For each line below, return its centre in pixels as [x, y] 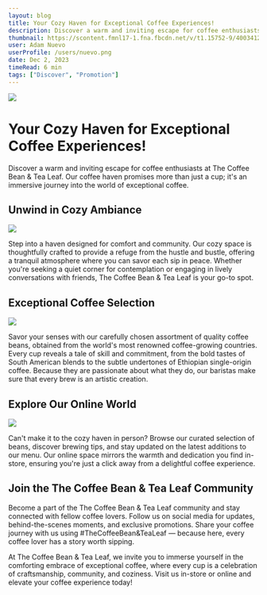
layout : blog [30, 16]
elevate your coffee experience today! [70, 582]
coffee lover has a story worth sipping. [72, 541]
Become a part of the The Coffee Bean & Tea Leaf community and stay [124, 507]
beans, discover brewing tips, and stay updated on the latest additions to [127, 447]
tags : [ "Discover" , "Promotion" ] [64, 75]
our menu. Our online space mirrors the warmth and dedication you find [126, 455]
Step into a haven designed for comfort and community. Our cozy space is [130, 244]
